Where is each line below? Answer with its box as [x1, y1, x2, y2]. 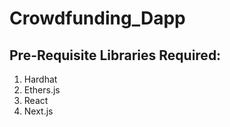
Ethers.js [23, 84, 61, 96]
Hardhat [23, 73, 58, 85]
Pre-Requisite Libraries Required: [9, 47, 222, 64]
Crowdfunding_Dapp [9, 7, 186, 30]
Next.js [23, 105, 54, 117]
